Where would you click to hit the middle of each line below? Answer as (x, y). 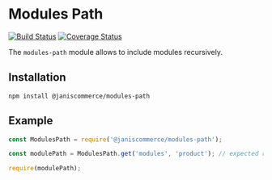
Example (31, 121)
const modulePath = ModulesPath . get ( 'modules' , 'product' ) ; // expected (134, 154)
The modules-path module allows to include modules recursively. (116, 52)
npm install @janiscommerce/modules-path (79, 96)
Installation (37, 77)
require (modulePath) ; (45, 169)
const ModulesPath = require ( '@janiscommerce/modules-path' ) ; (115, 139)
